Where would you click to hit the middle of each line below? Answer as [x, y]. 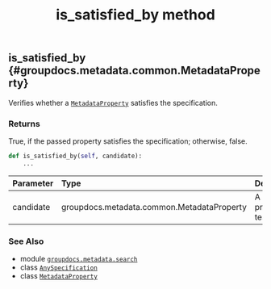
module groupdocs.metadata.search [79, 258]
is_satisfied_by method [135, 15]
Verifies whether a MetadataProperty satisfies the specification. [113, 103]
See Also [26, 241]
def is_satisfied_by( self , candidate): [75, 156]
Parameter [33, 183]
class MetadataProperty [59, 275]
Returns [24, 124]
